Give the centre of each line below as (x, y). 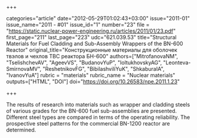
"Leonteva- (177, 62)
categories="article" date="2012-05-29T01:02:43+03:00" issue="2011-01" (98, 18)
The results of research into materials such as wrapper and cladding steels (98, 104)
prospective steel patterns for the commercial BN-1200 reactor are (88, 123)
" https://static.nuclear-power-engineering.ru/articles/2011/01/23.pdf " (91, 31)
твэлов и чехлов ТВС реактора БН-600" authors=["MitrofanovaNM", (92, 56)
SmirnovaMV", (24, 69)
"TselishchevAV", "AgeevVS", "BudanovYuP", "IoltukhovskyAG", (84, 62)
